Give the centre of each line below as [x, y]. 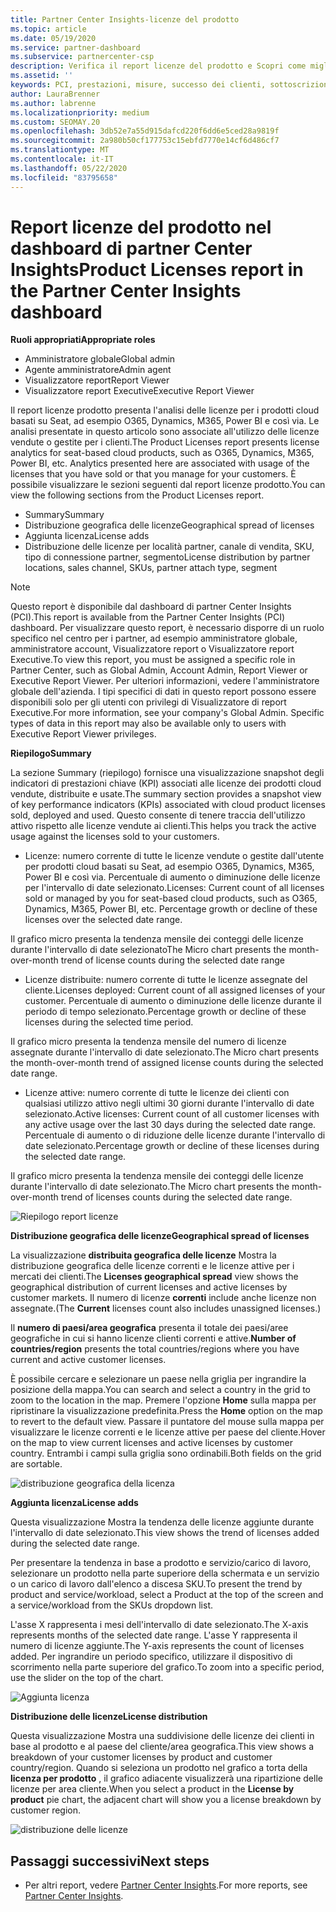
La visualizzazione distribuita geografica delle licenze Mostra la [143, 1255]
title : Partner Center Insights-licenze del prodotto [125, 19]
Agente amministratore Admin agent [98, 370]
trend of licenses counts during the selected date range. [176, 1197]
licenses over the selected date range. [103, 920]
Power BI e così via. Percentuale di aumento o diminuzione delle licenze [172, 877]
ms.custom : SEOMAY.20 [55, 122]
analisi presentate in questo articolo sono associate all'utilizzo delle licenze [165, 432]
